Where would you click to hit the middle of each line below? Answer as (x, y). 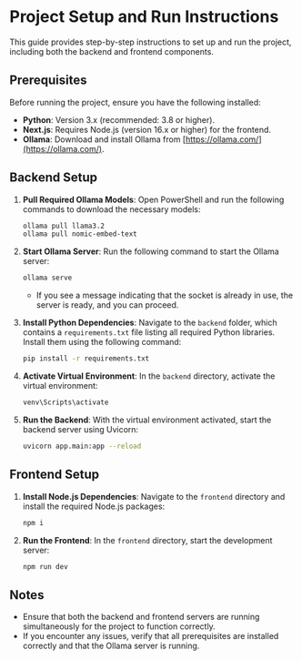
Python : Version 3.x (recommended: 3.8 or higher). (119, 119)
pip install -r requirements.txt (86, 359)
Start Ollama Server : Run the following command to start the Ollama (151, 251)
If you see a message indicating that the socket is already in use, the (165, 295)
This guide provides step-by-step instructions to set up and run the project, (151, 42)
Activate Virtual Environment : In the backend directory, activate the (149, 376)
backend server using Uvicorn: (81, 429)
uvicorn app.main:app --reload (82, 446)
